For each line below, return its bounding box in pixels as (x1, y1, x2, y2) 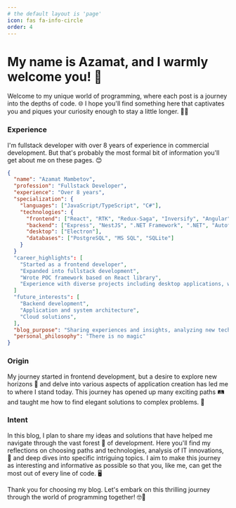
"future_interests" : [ (13, 293, 80, 301)
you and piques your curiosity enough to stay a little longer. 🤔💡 (7, 107, 189, 116)
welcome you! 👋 (7, 68, 103, 84)
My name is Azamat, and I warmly (7, 53, 209, 70)
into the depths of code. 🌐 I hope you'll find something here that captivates (7, 99, 225, 108)
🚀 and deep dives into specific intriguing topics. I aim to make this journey (7, 453, 221, 462)
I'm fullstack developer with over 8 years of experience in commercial (7, 141, 209, 149)
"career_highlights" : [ (13, 254, 83, 261)
